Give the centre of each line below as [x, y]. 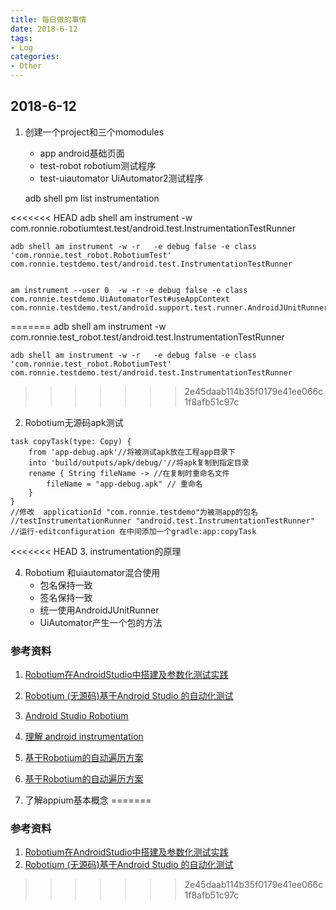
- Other [26, 66]
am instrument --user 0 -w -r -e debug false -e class [129, 290]
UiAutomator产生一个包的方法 [101, 622]
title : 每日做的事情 [48, 19]
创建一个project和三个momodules [94, 132]
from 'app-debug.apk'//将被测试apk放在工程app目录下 [132, 452]
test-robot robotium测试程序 [98, 165]
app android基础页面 [82, 153]
